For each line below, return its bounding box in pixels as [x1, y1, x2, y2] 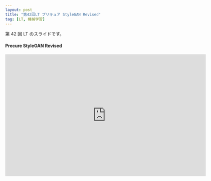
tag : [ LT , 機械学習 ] [5, 16, 45, 21]
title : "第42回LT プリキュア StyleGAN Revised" [5, 12, 101, 17]
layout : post [5, 7, 33, 12]
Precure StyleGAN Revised [5, 42, 62, 48]
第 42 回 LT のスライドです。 [5, 31, 64, 37]
